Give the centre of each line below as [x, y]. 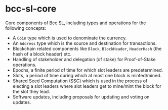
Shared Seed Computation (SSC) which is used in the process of [80, 81]
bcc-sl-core [31, 9]
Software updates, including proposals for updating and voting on [81, 97]
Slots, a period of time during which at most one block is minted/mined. [87, 75]
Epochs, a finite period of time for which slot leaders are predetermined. [88, 70]
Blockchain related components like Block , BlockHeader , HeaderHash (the [87, 48]
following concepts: [26, 28]
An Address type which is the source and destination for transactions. [85, 43]
